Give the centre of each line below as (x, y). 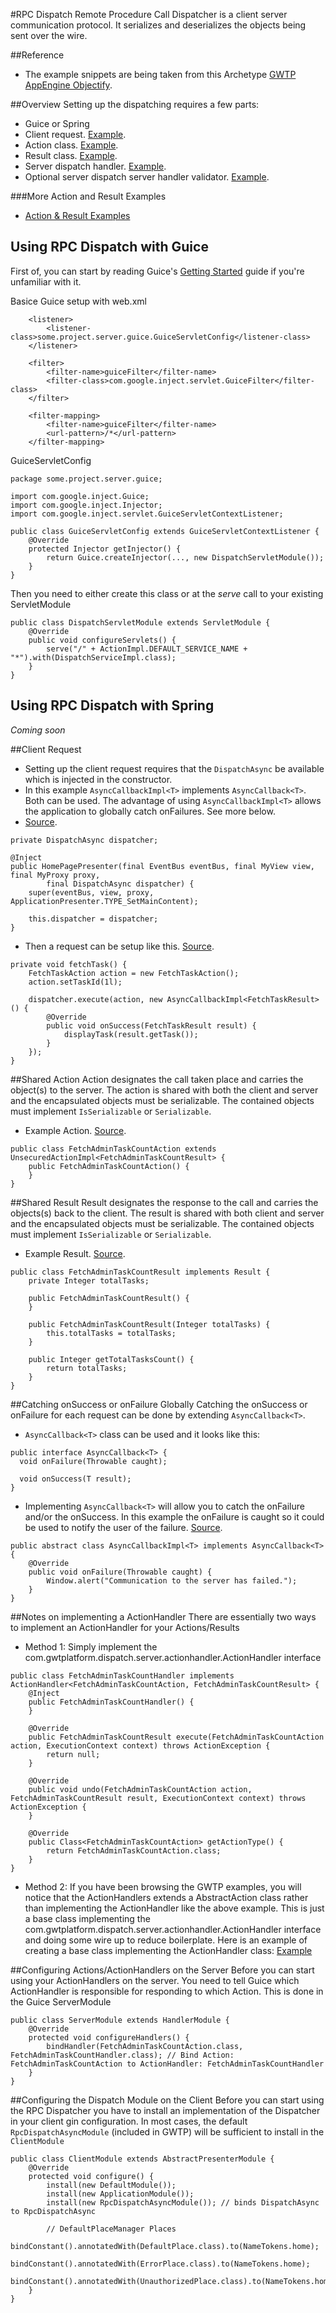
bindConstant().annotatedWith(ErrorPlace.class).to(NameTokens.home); (160, 2264)
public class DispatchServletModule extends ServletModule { (140, 622)
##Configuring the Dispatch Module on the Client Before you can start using (167, 2100)
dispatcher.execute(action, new (95, 999)
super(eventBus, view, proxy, (91, 892)
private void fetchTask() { (69, 964)
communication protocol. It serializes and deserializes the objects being (158, 25)
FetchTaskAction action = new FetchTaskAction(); (134, 973)
